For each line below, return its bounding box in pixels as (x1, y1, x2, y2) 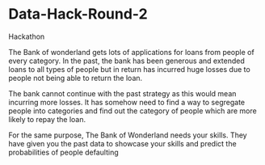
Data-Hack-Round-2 (8, 5, 148, 23)
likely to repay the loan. (8, 114, 86, 124)
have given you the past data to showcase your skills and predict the (8, 138, 237, 148)
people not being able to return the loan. (8, 73, 143, 82)
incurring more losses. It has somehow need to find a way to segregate (8, 97, 245, 107)
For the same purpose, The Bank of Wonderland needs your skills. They (8, 130, 248, 140)
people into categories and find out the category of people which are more (8, 106, 257, 116)
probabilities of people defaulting (8, 147, 119, 157)
